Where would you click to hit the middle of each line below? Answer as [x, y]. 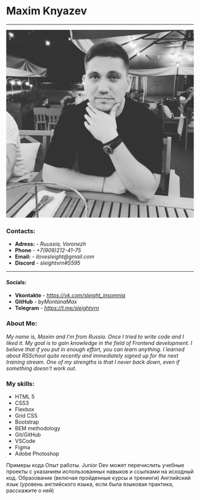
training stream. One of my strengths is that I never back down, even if [93, 362]
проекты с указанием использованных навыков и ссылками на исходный [100, 471]
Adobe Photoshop [37, 454]
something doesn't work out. [41, 368]
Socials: [16, 282]
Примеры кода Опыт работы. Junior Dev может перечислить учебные [95, 465]
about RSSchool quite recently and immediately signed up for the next [92, 355]
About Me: [22, 324]
